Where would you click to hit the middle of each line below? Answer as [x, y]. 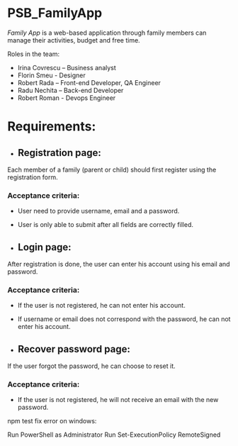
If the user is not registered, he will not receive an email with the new [118, 400]
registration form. [33, 177]
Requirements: [52, 127]
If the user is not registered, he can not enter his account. [101, 306]
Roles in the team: [34, 54]
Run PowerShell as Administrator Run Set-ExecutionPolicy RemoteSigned [114, 435]
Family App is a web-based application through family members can [107, 33]
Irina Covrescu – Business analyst [67, 67]
